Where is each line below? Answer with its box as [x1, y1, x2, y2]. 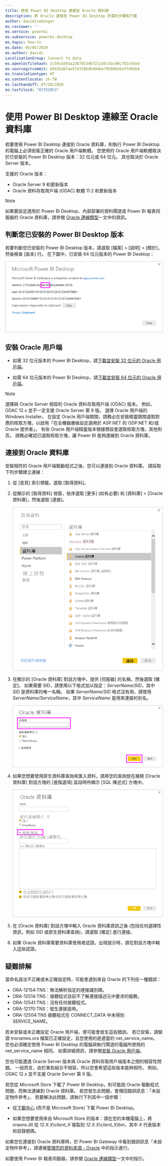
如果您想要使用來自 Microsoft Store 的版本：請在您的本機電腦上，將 [12, 1115, 152, 1121]
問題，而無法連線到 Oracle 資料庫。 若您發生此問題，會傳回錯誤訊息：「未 [5, 1088, 156, 1094]
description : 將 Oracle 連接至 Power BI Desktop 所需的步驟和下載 [5, 13, 137, 19]
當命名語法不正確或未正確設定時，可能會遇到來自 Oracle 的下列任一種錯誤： [5, 977, 161, 983]
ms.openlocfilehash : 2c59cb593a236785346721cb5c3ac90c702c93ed [5, 61, 140, 66]
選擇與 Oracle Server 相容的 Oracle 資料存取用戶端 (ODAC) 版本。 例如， [5, 401, 155, 407]
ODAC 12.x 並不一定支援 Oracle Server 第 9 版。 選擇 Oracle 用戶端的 [5, 407, 147, 413]
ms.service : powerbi [5, 29, 48, 35]
